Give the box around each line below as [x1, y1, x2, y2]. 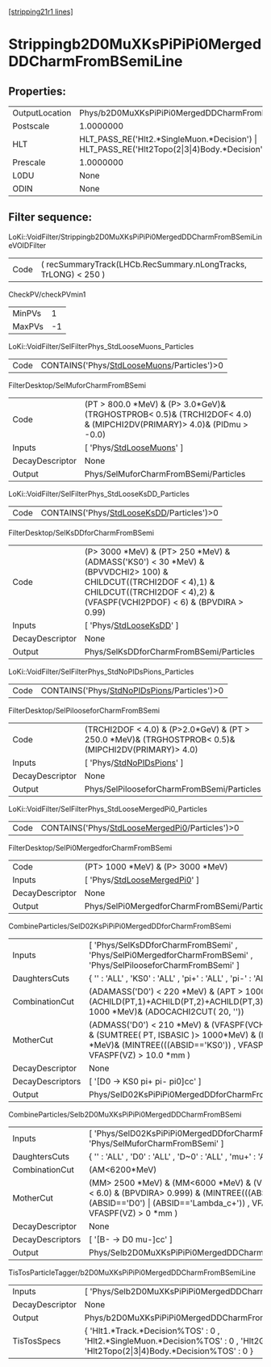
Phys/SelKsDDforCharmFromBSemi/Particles [84, 646, 256, 657]
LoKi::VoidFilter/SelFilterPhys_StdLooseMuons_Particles [8, 341, 194, 351]
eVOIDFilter [8, 240, 47, 250]
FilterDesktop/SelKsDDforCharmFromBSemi [8, 528, 155, 537]
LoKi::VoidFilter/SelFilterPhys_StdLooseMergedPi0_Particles [8, 804, 208, 814]
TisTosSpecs [12, 1335, 61, 1346]
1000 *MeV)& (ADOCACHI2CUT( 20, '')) [88, 1006, 244, 1017]
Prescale [12, 157, 46, 168]
